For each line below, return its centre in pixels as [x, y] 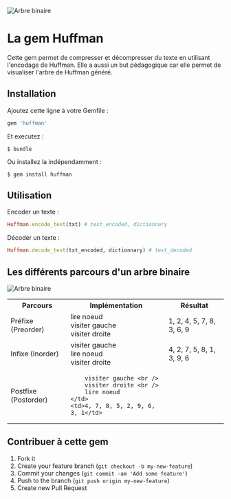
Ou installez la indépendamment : [54, 161]
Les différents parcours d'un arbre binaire [99, 272]
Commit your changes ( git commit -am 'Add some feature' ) [102, 473]
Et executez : [25, 136]
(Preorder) [27, 329]
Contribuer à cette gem [58, 442]
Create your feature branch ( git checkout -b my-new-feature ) [105, 466]
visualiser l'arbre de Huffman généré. [60, 72]
